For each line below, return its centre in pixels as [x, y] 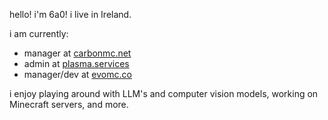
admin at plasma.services [76, 63]
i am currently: [39, 33]
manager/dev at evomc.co [77, 74]
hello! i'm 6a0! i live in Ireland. [70, 14]
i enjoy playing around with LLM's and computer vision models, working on [164, 93]
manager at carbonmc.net [77, 53]
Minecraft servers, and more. [69, 104]
